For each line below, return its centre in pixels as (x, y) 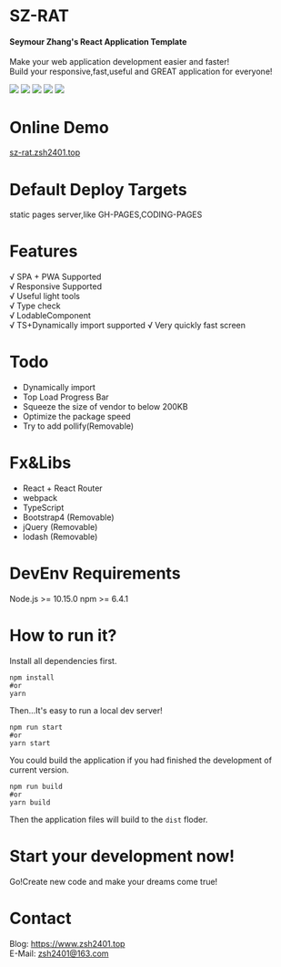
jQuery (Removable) (60, 527)
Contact (40, 919)
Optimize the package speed (76, 417)
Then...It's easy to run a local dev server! (86, 710)
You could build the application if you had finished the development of (141, 760)
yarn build (30, 802)
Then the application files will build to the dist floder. (109, 819)
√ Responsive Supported (56, 286)
